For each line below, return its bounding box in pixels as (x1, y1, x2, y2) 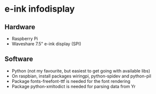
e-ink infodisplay (4, 3, 75, 15)
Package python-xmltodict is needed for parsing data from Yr (11, 83, 135, 89)
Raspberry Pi (11, 36, 38, 41)
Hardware (4, 23, 35, 31)
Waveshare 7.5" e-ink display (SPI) (11, 41, 82, 47)
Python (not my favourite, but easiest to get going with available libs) (11, 68, 150, 74)
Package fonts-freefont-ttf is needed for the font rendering (11, 78, 131, 84)
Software (4, 55, 33, 63)
